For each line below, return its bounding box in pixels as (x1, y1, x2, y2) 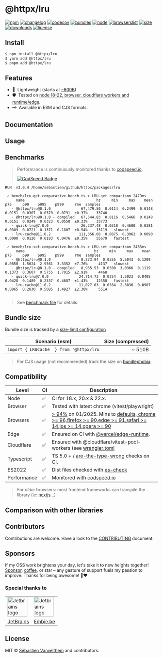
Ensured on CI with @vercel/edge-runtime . (51, 431, 150, 438)
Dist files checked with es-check (51, 467, 128, 473)
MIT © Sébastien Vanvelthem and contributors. (5, 647, 99, 653)
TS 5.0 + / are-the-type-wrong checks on (51, 453, 149, 459)
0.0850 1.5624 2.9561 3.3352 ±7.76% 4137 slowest (5, 261, 130, 266)
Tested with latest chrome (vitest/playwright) (51, 403, 154, 410)
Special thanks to (5, 585, 47, 592)
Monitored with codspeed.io (51, 474, 116, 481)
